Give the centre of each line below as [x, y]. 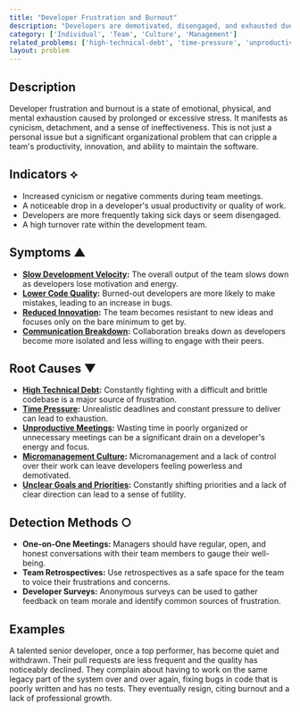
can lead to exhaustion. [65, 419]
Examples [37, 629]
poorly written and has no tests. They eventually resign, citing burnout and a [150, 688]
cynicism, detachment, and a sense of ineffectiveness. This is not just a [141, 127]
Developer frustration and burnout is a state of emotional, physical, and [140, 108]
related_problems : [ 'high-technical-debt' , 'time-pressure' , [125, 42]
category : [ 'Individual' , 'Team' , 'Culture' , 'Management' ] [124, 34]
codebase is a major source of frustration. [99, 399]
